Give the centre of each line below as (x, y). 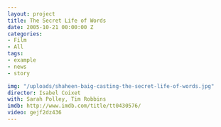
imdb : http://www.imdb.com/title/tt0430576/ (74, 106)
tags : (15, 54)
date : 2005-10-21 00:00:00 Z (50, 27)
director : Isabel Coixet (44, 93)
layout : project (31, 14)
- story (19, 73)
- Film (17, 40)
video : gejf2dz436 (34, 113)
